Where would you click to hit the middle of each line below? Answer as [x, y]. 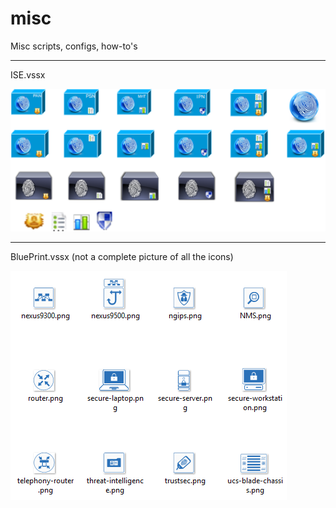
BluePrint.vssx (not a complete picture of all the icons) [122, 257]
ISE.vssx [28, 74]
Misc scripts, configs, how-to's [74, 46]
